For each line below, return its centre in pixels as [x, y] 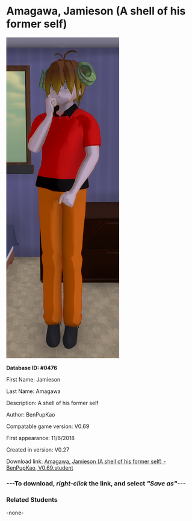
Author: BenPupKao [31, 414]
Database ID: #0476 [32, 368]
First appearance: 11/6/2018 [41, 438]
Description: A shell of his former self [52, 403]
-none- [15, 513]
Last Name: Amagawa [34, 391]
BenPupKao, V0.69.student [40, 468]
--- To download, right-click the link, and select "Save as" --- [96, 483]
